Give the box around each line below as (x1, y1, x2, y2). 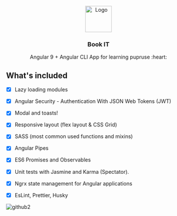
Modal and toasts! (14, 109, 59, 116)
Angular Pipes (14, 145, 49, 152)
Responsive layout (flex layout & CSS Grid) (14, 121, 117, 128)
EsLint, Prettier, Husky (14, 191, 69, 198)
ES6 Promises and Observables (14, 156, 91, 163)
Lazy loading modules (14, 86, 69, 93)
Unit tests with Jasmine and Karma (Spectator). (14, 168, 130, 175)
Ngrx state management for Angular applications (14, 180, 133, 187)
